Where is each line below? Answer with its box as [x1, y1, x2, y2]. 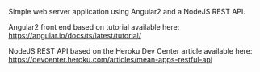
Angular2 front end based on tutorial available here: [8, 22, 180, 31]
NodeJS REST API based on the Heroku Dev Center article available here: [8, 46, 253, 55]
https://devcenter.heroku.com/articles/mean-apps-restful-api [8, 55, 212, 64]
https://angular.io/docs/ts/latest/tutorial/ [8, 31, 141, 40]
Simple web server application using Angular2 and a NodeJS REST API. [8, 7, 246, 16]
